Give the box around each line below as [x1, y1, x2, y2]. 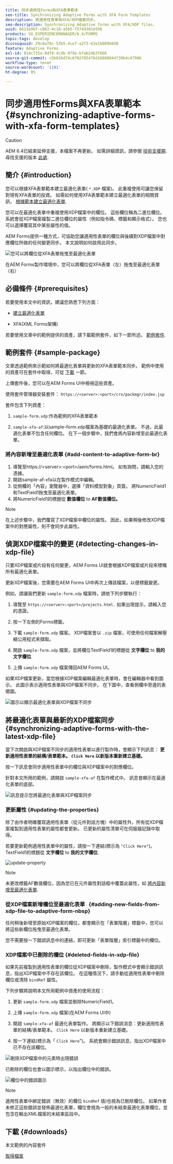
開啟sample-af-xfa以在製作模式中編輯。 [12, 477, 98, 483]
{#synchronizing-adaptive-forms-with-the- [5, 724, 149, 733]
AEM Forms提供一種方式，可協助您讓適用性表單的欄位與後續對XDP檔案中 [5, 233, 161, 239]
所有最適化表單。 [5, 569, 42, 575]
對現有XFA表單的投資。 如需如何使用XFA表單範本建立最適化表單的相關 [5, 191, 154, 198]
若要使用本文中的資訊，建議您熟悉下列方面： [5, 299, 100, 305]
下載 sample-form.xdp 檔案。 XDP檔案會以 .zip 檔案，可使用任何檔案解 [12, 630, 163, 636]
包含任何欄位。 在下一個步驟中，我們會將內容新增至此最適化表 [35, 430, 168, 436]
